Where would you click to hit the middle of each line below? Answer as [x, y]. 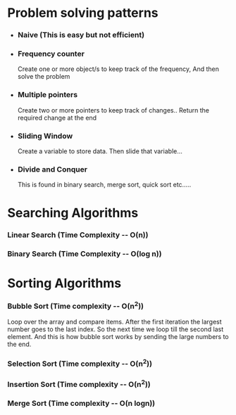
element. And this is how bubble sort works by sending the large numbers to [118, 337]
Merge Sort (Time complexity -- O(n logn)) [81, 403]
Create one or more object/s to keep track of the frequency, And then [118, 69]
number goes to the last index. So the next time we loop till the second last [116, 329]
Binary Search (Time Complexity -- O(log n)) [85, 254]
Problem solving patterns [83, 13]
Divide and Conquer [52, 169]
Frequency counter [51, 54]
